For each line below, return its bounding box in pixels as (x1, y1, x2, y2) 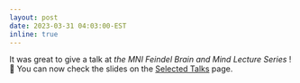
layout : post (9, 12, 59, 22)
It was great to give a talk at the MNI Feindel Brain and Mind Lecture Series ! (9, 54, 292, 65)
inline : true (9, 29, 59, 38)
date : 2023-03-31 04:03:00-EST (9, 21, 127, 30)
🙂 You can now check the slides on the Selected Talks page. (9, 63, 233, 74)
